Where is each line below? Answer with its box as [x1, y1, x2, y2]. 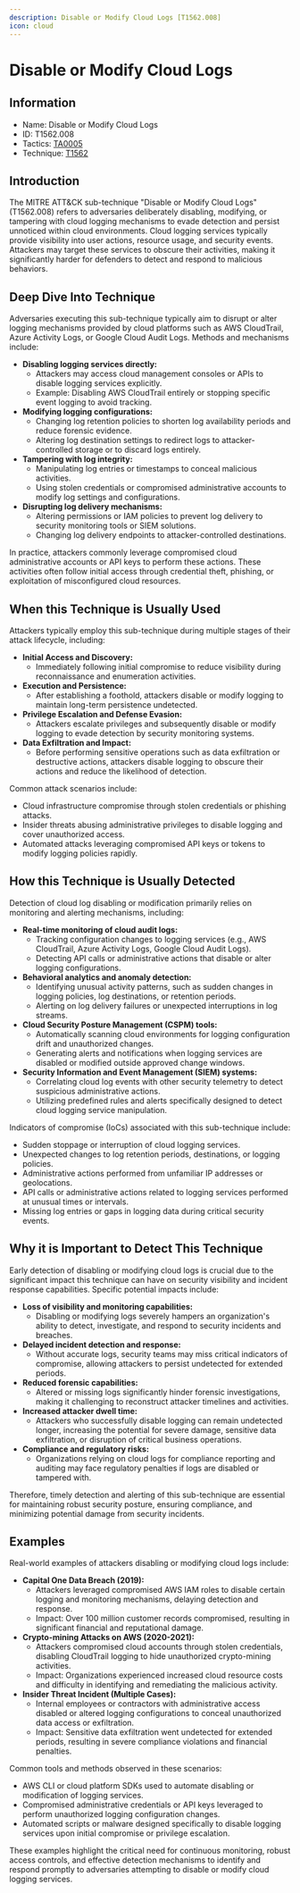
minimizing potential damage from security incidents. [9, 1508, 205, 1519]
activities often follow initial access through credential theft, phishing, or [9, 566, 274, 577]
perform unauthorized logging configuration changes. [21, 1809, 221, 1820]
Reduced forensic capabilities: [21, 1377, 138, 1387]
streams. [35, 1009, 69, 1020]
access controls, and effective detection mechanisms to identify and [9, 1855, 262, 1865]
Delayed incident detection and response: [21, 1339, 181, 1350]
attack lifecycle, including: [9, 634, 105, 645]
